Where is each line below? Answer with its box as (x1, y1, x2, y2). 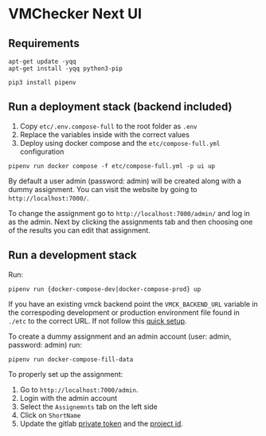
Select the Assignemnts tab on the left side (19, 402, 158, 411)
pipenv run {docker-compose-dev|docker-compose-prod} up (8, 285, 201, 293)
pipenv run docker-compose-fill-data (8, 355, 134, 363)
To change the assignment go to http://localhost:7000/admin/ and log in (8, 208, 251, 218)
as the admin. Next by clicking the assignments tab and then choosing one (8, 217, 253, 226)
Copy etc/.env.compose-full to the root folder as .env (19, 121, 198, 131)
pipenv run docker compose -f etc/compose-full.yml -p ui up (8, 162, 216, 170)
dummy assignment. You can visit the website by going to (8, 184, 198, 194)
